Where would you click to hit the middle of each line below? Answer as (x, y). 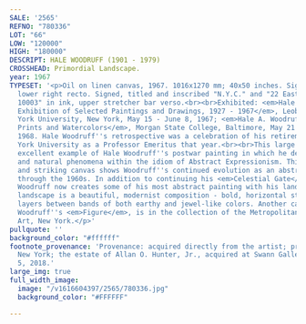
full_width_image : (44, 280)
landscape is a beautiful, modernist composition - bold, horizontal (152, 196)
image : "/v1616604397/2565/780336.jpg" (93, 289)
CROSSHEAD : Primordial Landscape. (75, 69)
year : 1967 (30, 77)
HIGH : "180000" (38, 52)
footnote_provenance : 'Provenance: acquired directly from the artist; (148, 247)
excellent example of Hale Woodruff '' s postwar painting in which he (152, 153)
